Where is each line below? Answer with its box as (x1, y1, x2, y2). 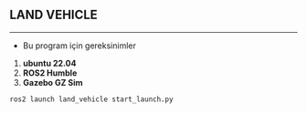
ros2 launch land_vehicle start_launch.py (9, 95, 174, 104)
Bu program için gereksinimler (22, 40, 137, 51)
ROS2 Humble (22, 67, 78, 78)
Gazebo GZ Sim (22, 77, 84, 87)
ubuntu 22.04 (22, 57, 77, 68)
